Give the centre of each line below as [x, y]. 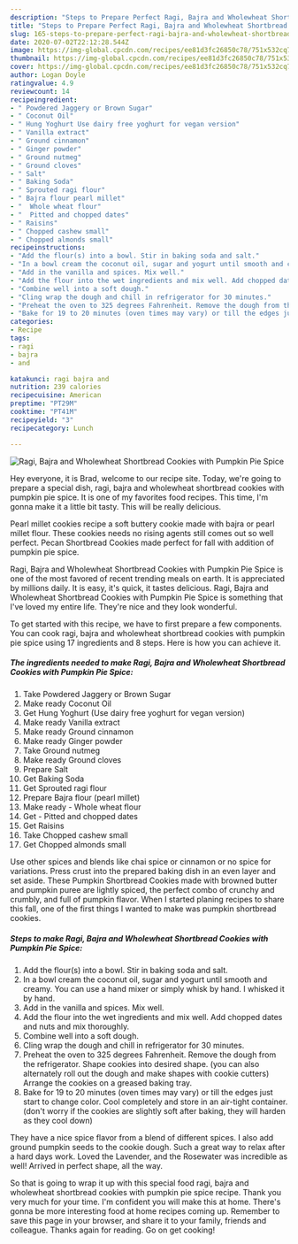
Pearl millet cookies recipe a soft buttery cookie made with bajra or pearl [142, 524]
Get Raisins [43, 826]
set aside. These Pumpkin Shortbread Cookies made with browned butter [144, 880]
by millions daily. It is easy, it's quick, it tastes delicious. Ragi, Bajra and [139, 587]
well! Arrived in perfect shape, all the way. [86, 1166]
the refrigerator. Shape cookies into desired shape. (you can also [141, 1064]
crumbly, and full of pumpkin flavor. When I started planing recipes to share [148, 900]
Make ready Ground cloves [72, 760]
